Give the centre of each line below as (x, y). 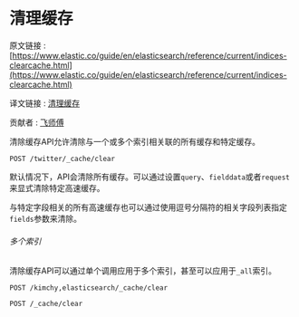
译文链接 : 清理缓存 (44, 103)
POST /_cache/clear (46, 304)
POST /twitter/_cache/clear (63, 158)
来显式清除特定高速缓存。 (57, 187)
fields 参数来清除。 (45, 218)
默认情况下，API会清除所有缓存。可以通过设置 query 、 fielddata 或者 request (149, 177)
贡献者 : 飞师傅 (37, 122)
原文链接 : (28, 45)
